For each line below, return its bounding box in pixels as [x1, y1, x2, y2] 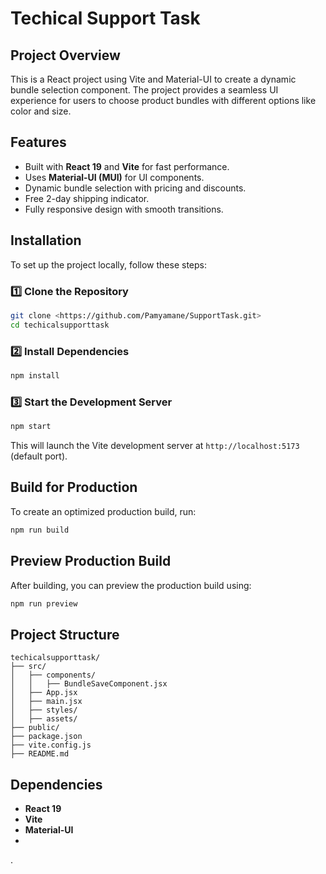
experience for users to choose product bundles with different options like [10, 95, 317, 106]
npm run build [10, 525, 70, 535]
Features [10, 134, 67, 151]
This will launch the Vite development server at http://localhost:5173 [10, 440, 300, 452]
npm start [10, 422, 52, 432]
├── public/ [10, 723, 60, 733]
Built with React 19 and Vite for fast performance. [24, 160, 230, 172]
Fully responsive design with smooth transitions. [24, 203, 224, 215]
